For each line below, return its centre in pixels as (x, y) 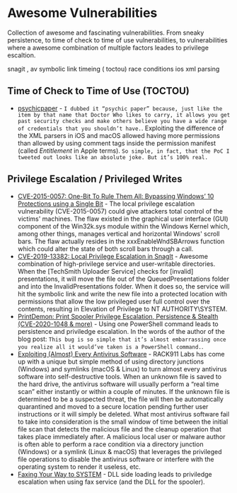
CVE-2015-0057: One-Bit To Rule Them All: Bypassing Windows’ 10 (116, 196)
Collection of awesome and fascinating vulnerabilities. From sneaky (106, 33)
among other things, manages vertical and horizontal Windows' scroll (118, 233)
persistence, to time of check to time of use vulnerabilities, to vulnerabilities (117, 40)
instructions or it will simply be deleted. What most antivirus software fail (123, 414)
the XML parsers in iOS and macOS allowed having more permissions (119, 135)
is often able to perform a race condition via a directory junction (110, 444)
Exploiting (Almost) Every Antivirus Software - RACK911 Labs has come (121, 354)
